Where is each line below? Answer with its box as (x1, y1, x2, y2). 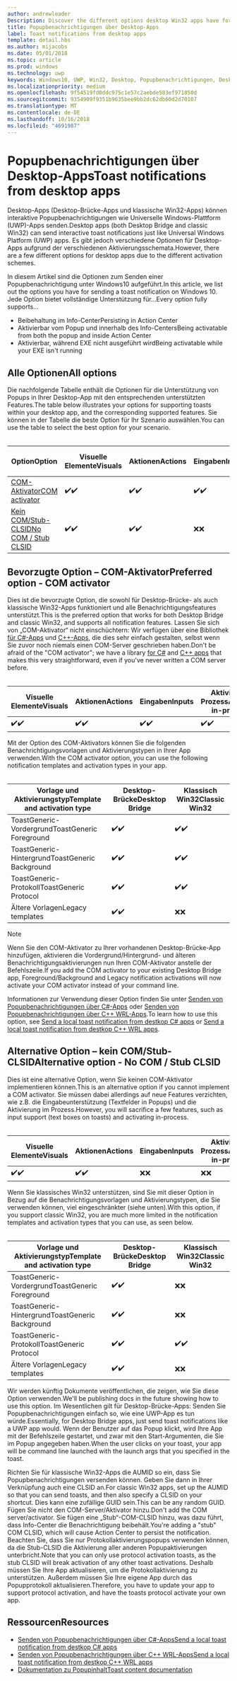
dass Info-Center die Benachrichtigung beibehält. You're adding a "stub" (7, 1520, 217, 1529)
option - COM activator (7, 577, 111, 589)
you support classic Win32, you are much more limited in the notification (7, 1210, 219, 1219)
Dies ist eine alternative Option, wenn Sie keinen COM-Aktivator (7, 1075, 193, 1084)
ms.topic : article (7, 57, 61, 64)
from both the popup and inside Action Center (17, 331, 152, 340)
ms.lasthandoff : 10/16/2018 (7, 115, 90, 122)
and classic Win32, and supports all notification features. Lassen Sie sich (7, 619, 220, 627)
